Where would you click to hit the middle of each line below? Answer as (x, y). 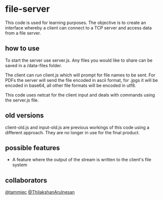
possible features (33, 148)
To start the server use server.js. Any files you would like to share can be (79, 60)
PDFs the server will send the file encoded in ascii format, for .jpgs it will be (81, 80)
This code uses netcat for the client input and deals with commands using (80, 95)
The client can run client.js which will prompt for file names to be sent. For (80, 75)
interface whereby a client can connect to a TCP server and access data (78, 27)
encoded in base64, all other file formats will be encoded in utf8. (71, 85)
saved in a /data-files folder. (34, 65)
